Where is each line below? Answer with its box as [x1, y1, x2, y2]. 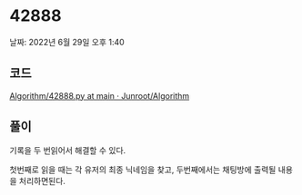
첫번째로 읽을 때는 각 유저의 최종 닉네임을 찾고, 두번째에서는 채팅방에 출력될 [9, 164, 277, 175]
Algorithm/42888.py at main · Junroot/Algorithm [9, 90, 190, 101]
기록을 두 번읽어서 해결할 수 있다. [9, 144, 126, 155]
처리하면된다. [18, 175, 66, 186]
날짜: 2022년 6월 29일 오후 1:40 [9, 36, 125, 47]
